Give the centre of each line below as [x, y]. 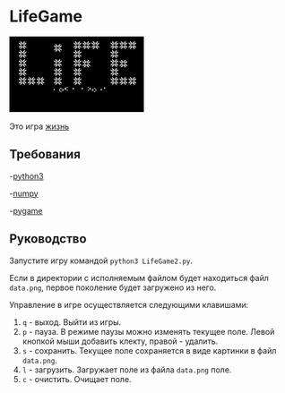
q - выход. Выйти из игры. [72, 322]
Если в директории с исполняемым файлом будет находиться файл [139, 278]
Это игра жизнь [39, 126]
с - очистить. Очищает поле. [77, 379]
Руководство [48, 239]
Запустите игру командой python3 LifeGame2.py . [101, 261]
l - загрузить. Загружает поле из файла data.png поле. [127, 370]
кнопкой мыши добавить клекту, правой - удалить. [120, 341]
